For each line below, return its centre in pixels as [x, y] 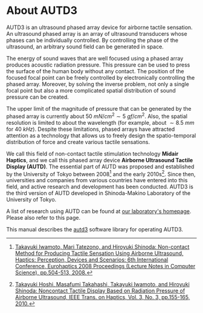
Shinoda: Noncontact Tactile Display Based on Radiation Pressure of [100, 291]
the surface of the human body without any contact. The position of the [95, 71]
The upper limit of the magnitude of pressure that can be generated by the [99, 108]
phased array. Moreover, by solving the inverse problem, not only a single [98, 84]
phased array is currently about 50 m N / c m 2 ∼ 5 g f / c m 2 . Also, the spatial [97, 116]
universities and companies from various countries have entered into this [97, 180]
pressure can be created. [38, 97]
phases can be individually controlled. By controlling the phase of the [92, 40]
